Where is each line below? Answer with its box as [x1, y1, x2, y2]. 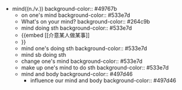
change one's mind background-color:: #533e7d [21, 57, 143, 65]
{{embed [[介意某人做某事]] [21, 31, 90, 39]
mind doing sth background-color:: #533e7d [21, 24, 132, 31]
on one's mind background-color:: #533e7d [21, 11, 130, 19]
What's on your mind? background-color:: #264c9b [21, 18, 150, 25]
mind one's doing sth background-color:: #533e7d [21, 45, 147, 52]
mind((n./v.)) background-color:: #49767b [12, 5, 117, 12]
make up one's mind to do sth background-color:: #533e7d [21, 64, 169, 71]
